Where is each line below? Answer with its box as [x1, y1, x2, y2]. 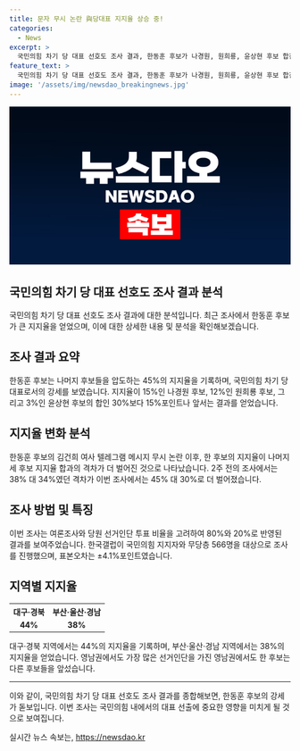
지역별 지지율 [9, 579, 78, 594]
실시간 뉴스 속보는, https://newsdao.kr [9, 731, 146, 742]
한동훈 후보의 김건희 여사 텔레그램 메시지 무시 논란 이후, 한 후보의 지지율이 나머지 [9, 451, 290, 462]
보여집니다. [25, 713, 65, 723]
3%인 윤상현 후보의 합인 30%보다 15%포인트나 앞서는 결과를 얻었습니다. [25, 397, 279, 408]
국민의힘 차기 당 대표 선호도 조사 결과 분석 [9, 284, 223, 299]
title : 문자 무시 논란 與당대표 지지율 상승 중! [9, 14, 164, 23]
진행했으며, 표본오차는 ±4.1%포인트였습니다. [18, 550, 172, 561]
